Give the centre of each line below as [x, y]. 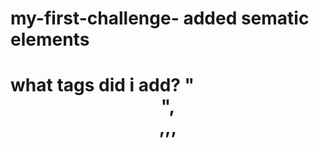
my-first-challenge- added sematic [160, 18]
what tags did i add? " [102, 85]
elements [50, 39]
